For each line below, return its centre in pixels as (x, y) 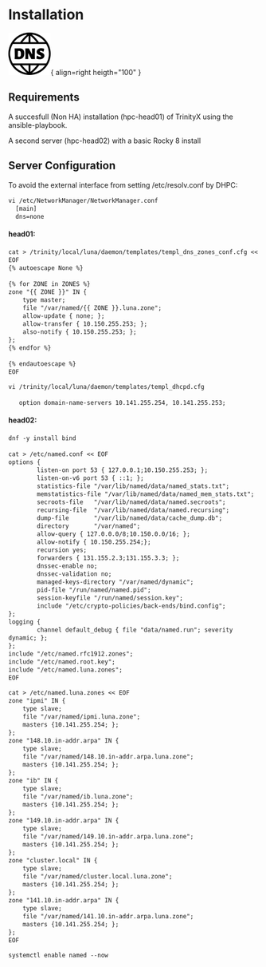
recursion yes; (62, 550)
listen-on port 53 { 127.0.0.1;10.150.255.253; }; (123, 470)
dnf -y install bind (43, 438)
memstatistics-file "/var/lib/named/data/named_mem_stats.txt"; (146, 494)
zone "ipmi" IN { (37, 700)
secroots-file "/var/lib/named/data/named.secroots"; (131, 502)
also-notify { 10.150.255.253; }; (80, 332)
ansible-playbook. (38, 125)
